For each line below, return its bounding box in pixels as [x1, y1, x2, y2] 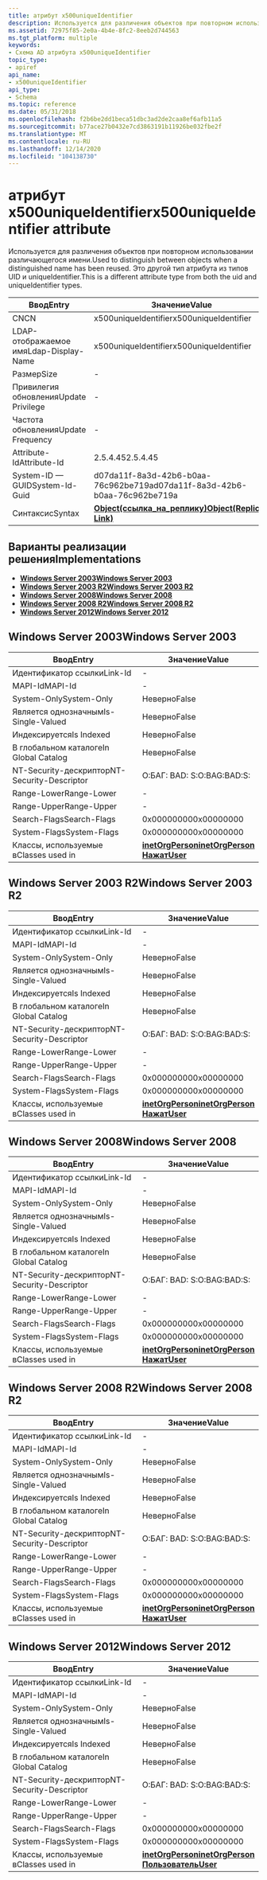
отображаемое [12, 336, 72, 347]
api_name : [8, 71, 41, 79]
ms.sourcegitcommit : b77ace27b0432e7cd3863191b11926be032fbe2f [8, 123, 222, 131]
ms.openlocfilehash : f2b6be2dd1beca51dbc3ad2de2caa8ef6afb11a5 [8, 115, 222, 123]
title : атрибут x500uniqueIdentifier [8, 11, 133, 20]
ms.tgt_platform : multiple [8, 33, 98, 42]
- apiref [8, 64, 37, 72]
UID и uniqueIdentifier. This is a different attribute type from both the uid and [8, 272, 257, 282]
